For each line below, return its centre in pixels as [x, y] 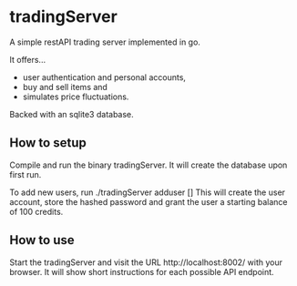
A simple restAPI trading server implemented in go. [105, 42]
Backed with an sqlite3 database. [72, 114]
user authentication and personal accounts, [104, 77]
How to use [42, 240]
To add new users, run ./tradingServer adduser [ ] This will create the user [147, 192]
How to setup [48, 143]
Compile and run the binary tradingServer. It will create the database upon [148, 165]
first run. [26, 174]
